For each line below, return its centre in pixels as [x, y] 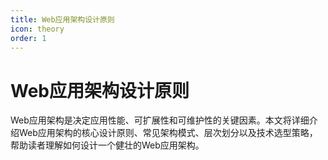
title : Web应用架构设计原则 [62, 19]
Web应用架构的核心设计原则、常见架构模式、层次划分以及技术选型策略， [168, 133]
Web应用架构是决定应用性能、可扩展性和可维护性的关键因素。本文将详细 [160, 120]
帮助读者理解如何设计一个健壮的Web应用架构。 [107, 145]
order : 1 [28, 38]
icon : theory [37, 29]
